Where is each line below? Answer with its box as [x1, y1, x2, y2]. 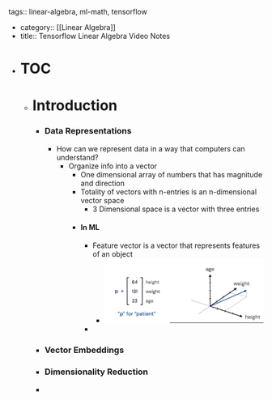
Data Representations [44, 126, 132, 137]
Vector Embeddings [44, 344, 125, 355]
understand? [56, 152, 99, 162]
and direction [80, 178, 125, 188]
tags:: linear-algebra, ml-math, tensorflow [8, 7, 147, 16]
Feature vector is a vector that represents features [92, 240, 261, 250]
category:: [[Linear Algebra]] [19, 23, 116, 32]
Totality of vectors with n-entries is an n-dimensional [80, 186, 257, 197]
